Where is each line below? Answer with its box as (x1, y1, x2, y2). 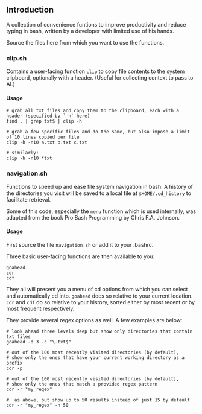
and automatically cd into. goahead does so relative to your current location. (6, 292, 193, 299)
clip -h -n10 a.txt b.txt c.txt (6, 139, 87, 145)
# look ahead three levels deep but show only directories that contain (6, 328, 193, 334)
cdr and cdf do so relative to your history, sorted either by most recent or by (6, 298, 195, 305)
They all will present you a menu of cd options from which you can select (6, 285, 188, 293)
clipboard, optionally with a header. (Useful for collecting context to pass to (6, 74, 194, 81)
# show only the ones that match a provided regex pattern (6, 381, 158, 387)
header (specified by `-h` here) (6, 113, 90, 119)
